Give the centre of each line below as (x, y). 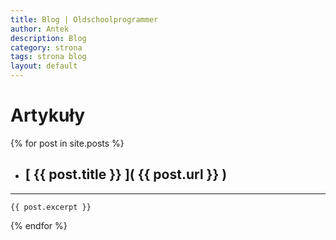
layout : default (44, 66)
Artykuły (48, 115)
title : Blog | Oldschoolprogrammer (84, 19)
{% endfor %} (39, 225)
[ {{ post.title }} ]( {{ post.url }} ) (126, 174)
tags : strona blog (48, 57)
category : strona (46, 47)
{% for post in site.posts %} (67, 143)
